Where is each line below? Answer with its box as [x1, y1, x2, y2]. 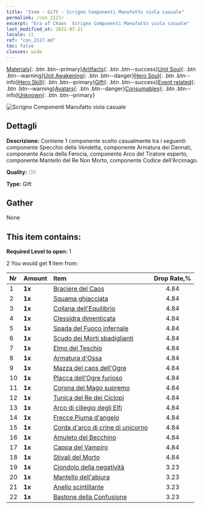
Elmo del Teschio [53, 344, 103, 353]
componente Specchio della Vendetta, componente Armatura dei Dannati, [6, 143, 192, 151]
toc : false [6, 43, 34, 49]
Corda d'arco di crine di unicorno [53, 424, 148, 432]
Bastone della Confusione [53, 493, 127, 501]
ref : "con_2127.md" [6, 37, 56, 43]
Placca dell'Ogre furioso [53, 374, 123, 382]
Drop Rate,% [153, 274, 191, 283]
